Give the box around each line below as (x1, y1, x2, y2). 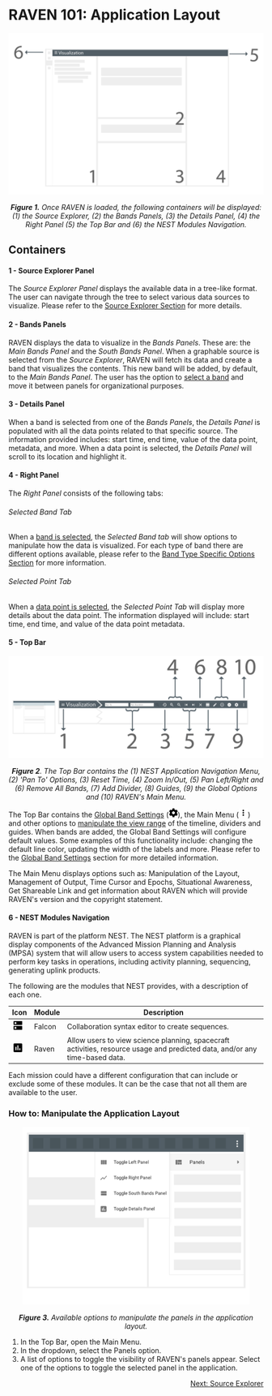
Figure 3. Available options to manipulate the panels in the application (19, 1312, 253, 1322)
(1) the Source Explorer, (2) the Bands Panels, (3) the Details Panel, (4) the (11, 211, 261, 221)
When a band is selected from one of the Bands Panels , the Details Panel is (8, 417, 261, 427)
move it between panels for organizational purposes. (8, 380, 185, 390)
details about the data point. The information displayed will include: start (8, 610, 249, 620)
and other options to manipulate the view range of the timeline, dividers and (8, 818, 261, 828)
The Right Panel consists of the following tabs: (8, 488, 164, 498)
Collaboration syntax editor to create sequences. (66, 1021, 229, 1031)
